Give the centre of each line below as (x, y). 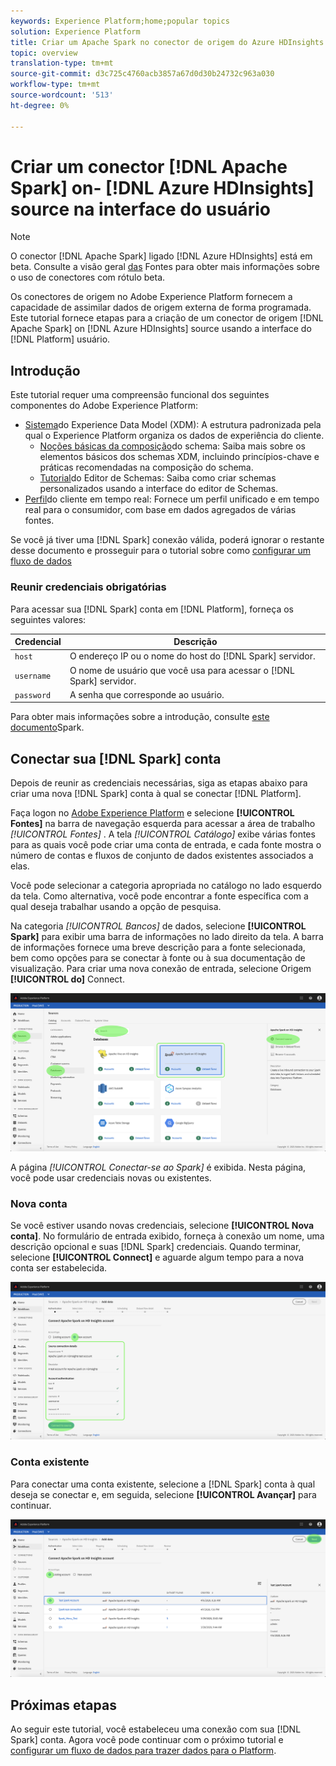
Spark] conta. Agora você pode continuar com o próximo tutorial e (147, 1739)
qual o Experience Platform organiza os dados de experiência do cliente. (174, 436)
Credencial (38, 642)
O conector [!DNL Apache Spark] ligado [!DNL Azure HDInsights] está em (161, 256)
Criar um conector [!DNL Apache (149, 166)
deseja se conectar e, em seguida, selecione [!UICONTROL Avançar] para (163, 1494)
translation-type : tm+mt (62, 63)
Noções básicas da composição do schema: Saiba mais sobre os (172, 446)
